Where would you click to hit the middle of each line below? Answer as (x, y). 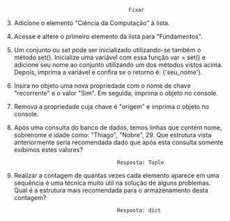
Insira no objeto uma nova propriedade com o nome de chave (102, 86)
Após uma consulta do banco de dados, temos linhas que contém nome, (118, 128)
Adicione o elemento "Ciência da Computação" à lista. (92, 23)
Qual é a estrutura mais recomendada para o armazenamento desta (111, 190)
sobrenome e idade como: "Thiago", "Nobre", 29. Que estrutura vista (113, 135)
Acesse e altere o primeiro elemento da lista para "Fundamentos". (108, 36)
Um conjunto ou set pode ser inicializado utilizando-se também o (107, 50)
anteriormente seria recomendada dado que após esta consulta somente (118, 142)
